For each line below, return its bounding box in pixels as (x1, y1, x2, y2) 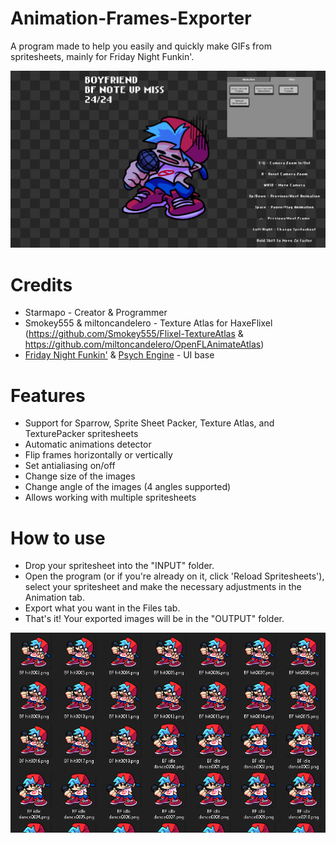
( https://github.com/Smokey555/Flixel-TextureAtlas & (24, 328, 244, 340)
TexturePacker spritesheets (24, 428, 139, 440)
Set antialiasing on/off (24, 460, 116, 472)
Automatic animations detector (24, 438, 152, 451)
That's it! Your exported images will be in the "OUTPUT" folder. (24, 613, 285, 625)
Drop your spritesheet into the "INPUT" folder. (24, 560, 215, 572)
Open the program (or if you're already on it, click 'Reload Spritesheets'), (24, 570, 325, 582)
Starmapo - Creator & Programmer (24, 307, 168, 319)
